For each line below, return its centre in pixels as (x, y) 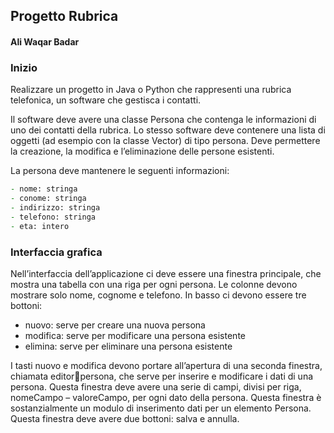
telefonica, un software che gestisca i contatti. (106, 100)
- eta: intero (40, 226)
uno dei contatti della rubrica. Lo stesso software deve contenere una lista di (168, 130)
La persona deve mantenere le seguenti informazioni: (120, 171)
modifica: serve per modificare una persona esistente (135, 335)
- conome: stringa (48, 199)
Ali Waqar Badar (45, 41)
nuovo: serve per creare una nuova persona (115, 325)
